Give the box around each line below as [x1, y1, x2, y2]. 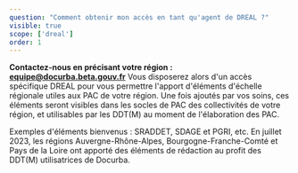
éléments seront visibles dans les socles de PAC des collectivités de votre [9, 99, 281, 111]
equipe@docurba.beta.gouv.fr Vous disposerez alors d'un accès [9, 72, 252, 83]
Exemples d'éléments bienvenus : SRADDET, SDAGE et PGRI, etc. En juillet [9, 126, 283, 138]
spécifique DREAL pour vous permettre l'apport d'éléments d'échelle [9, 81, 262, 91]
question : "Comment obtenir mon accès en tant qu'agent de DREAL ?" [9, 12, 269, 22]
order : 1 [9, 37, 42, 47]
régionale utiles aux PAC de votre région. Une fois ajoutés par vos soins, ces [9, 90, 290, 101]
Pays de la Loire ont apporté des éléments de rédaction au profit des [9, 145, 261, 156]
